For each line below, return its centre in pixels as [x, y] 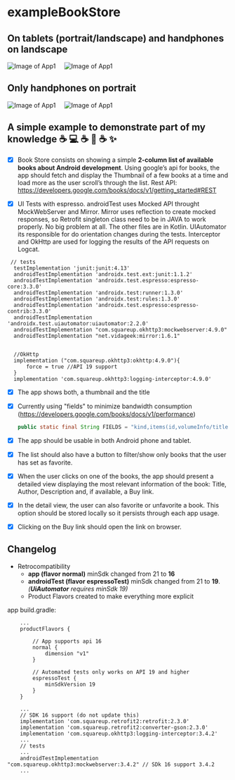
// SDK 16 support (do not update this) [80, 715]
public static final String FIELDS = [73, 427]
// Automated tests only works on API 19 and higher [111, 672]
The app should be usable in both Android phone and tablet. [104, 440]
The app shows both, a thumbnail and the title [83, 392]
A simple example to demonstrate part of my [106, 127]
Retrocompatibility [44, 566]
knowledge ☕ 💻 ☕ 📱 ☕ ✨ [62, 139]
